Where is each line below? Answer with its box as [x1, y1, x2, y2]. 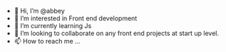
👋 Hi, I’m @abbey [14, 7, 66, 15]
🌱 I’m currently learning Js [14, 22, 92, 30]
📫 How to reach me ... [14, 37, 81, 45]
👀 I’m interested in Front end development [14, 14, 138, 22]
